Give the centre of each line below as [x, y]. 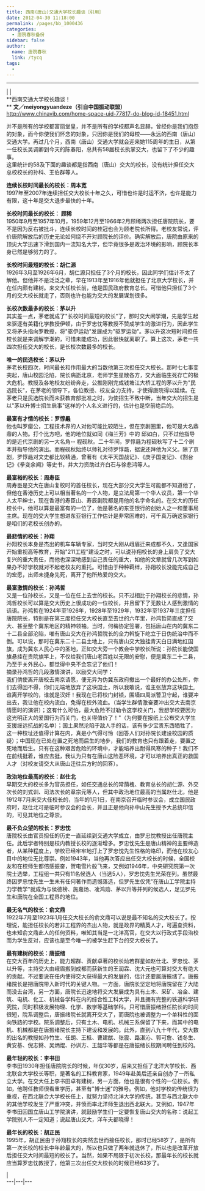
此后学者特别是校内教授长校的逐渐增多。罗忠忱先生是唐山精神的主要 [102, 843]
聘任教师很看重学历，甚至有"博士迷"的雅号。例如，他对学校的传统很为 [110, 1089]
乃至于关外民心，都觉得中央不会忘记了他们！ [63, 664]
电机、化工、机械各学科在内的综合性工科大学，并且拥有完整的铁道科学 [105, 999]
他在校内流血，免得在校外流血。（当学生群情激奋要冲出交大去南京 [114, 703]
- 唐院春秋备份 [28, 35]
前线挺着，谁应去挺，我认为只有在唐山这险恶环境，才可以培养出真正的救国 [105, 756]
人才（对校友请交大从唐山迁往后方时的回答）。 [64, 764]
